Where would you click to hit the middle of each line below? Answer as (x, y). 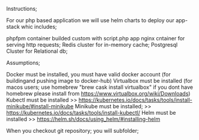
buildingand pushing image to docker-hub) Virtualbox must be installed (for (99, 81)
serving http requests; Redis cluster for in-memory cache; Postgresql (92, 45)
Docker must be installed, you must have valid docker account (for (89, 74)
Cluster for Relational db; (37, 51)
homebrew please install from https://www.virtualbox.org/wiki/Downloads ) (98, 93)
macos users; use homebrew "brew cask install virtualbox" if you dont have (100, 87)
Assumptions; (23, 63)
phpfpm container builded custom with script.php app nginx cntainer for (96, 38)
